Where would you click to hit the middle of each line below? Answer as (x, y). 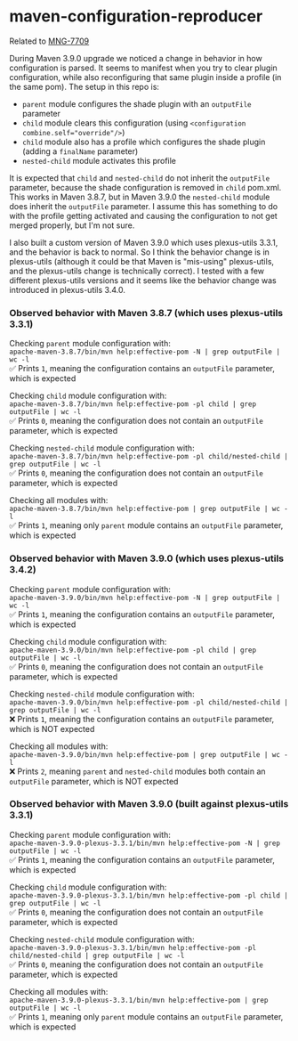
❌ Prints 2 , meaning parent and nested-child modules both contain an (137, 771)
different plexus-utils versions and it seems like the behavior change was (143, 280)
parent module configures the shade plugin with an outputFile (137, 103)
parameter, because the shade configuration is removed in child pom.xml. (145, 187)
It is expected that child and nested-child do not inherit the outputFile (140, 178)
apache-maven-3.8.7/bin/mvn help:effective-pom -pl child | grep (133, 404)
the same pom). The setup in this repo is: (85, 86)
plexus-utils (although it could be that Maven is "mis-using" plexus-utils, (141, 261)
